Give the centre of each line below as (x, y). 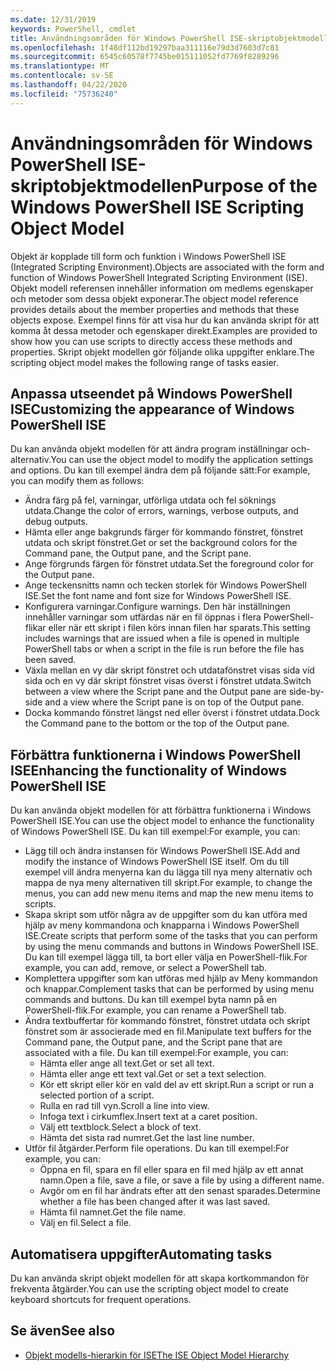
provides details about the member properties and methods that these (155, 309)
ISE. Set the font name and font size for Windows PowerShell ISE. (158, 596)
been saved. (50, 660)
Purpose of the (254, 185)
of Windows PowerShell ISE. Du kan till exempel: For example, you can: (155, 832)
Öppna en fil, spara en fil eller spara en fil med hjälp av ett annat (171, 1170)
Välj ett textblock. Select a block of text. (120, 1127)
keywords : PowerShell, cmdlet (73, 29)
